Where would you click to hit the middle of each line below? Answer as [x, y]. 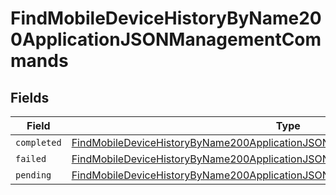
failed [31, 158]
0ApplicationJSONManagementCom [166, 39]
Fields [30, 97]
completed [38, 142]
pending [33, 175]
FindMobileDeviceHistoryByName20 [166, 18]
